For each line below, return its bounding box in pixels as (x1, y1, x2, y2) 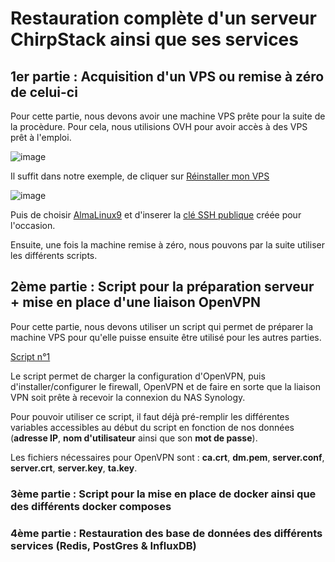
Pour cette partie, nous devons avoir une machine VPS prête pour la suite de (10, 110, 326, 122)
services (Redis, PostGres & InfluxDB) (10, 538, 197, 552)
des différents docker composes (10, 499, 172, 513)
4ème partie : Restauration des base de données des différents (10, 526, 323, 540)
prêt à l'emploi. (10, 132, 72, 143)
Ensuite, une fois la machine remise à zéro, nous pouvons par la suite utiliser (10, 239, 325, 251)
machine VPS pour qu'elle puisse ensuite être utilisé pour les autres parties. (10, 331, 322, 343)
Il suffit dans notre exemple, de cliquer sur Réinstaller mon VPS (10, 170, 270, 182)
